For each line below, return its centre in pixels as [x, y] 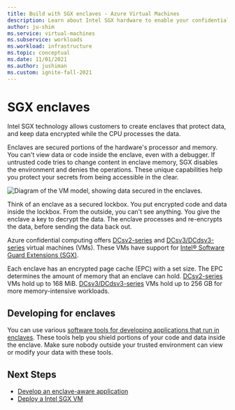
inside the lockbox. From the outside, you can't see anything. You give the [114, 212]
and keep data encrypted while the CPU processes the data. [94, 134]
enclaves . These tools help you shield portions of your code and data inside [116, 338]
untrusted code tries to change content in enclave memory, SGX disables [113, 163]
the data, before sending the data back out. [70, 227]
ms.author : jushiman [37, 66]
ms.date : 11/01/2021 [37, 60]
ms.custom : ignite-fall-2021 [50, 72]
